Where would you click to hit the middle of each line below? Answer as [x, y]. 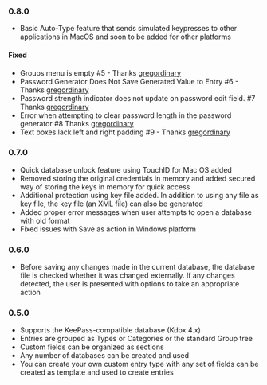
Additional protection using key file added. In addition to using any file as [139, 195]
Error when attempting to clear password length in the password [126, 115]
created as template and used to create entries [96, 372]
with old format [45, 220]
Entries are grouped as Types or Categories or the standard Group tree [136, 339]
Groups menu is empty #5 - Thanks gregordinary [100, 72]
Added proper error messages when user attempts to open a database [136, 212]
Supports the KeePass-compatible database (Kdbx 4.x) [110, 330]
